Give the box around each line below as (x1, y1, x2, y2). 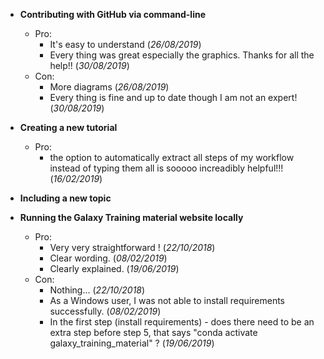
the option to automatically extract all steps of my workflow (49, 152, 295, 163)
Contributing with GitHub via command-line (19, 9, 207, 20)
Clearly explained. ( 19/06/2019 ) (49, 263, 180, 274)
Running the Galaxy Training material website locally (19, 212, 244, 223)
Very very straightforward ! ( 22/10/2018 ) (49, 242, 216, 253)
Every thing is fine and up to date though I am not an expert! (49, 92, 298, 103)
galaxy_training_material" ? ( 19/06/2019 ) (49, 337, 215, 349)
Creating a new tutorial (19, 122, 118, 133)
